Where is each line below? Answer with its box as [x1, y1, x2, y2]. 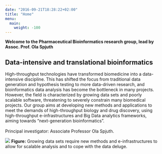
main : [9, 21, 21, 26]
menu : [5, 16, 16, 21]
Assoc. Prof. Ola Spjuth [5, 44, 54, 50]
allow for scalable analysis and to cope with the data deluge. [5, 143, 128, 149]
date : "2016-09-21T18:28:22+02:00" [5, 7, 78, 12]
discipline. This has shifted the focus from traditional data [24, 76, 141, 82]
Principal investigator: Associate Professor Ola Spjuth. [5, 128, 114, 134]
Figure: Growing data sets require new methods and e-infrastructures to [11, 138, 158, 144]
